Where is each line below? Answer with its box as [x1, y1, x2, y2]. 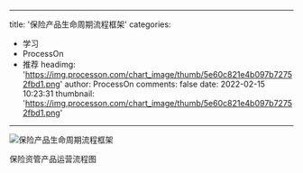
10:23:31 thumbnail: [22, 88, 95, 99]
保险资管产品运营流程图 [9, 154, 96, 164]
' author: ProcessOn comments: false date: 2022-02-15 [60, 78, 266, 89]
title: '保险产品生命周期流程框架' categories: [9, 19, 171, 30]
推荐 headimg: [22, 59, 77, 69]
